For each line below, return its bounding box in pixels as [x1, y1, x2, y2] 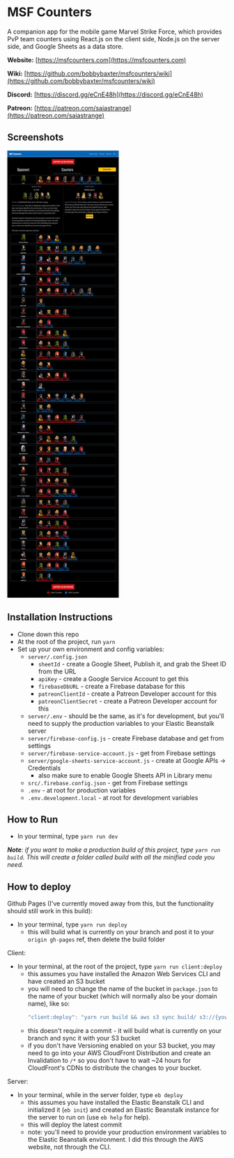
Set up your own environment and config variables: [17, 645, 165, 653]
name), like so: [27, 999, 70, 1008]
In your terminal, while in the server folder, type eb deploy [17, 1091, 183, 1099]
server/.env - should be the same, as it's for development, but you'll [27, 711, 224, 720]
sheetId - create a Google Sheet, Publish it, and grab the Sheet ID [38, 659, 226, 668]
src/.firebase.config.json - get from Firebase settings [27, 778, 188, 787]
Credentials [27, 764, 61, 772]
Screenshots [7, 131, 64, 143]
